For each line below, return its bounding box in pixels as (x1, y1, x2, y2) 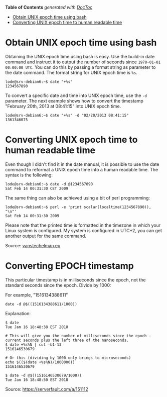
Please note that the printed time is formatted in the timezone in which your (5, 222, 161, 228)
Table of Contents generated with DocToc (5, 5, 93, 10)
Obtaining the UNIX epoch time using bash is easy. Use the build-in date (5, 53, 155, 59)
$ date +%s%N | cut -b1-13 (5, 342, 62, 347)
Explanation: (5, 310, 31, 316)
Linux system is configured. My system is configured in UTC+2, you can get (5, 227, 162, 233)
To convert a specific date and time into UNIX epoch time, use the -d (5, 92, 147, 98)
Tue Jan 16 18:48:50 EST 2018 (5, 377, 69, 382)
